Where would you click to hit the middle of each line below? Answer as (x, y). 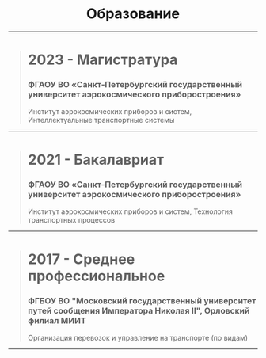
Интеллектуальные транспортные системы (101, 120)
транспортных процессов (71, 219)
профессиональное (96, 276)
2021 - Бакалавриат (96, 160)
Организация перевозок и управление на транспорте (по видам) (137, 338)
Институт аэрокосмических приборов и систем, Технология (130, 211)
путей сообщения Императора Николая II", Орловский (139, 311)
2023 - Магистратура (103, 60)
